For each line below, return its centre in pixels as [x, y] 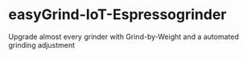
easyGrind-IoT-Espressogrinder [117, 15]
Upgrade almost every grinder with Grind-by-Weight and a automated [123, 37]
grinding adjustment [41, 44]
